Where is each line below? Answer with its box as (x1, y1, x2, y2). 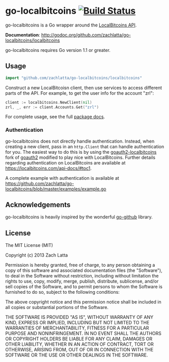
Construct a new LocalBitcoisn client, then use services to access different (5, 85, 162, 91)
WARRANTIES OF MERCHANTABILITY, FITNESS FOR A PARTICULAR (5, 325, 149, 331)
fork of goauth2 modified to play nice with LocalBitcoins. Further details (5, 154, 156, 160)
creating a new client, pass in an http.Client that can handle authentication (5, 143, 164, 150)
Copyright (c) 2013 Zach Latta (5, 252, 68, 258)
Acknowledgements (5, 201, 71, 209)
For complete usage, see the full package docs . (5, 114, 105, 120)
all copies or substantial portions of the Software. (5, 304, 108, 311)
